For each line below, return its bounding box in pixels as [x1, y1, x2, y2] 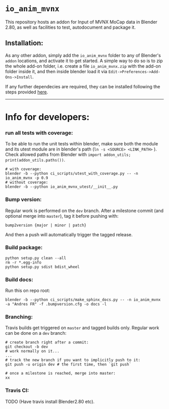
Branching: [5, 314, 33, 321]
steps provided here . [5, 89, 48, 95]
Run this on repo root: [5, 287, 50, 294]
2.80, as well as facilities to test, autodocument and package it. [5, 24, 136, 30]
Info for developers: [5, 111, 90, 123]
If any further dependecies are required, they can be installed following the [5, 83, 160, 89]
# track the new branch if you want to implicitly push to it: [5, 357, 141, 363]
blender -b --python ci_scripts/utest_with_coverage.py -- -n [5, 171, 138, 176]
